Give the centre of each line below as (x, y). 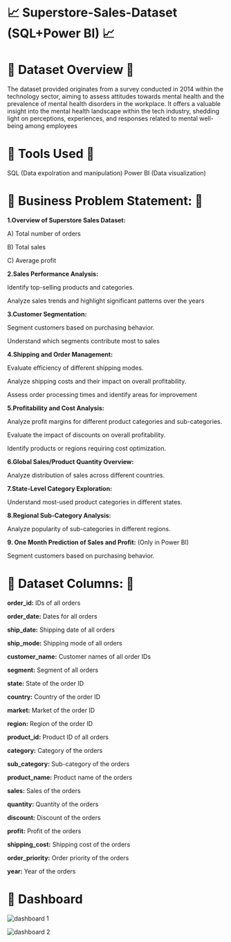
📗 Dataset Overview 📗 (71, 70)
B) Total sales (27, 247)
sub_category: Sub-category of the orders (68, 764)
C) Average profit (32, 260)
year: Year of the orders (41, 871)
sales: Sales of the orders (44, 790)
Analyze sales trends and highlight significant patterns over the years (106, 301)
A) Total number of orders (44, 233)
